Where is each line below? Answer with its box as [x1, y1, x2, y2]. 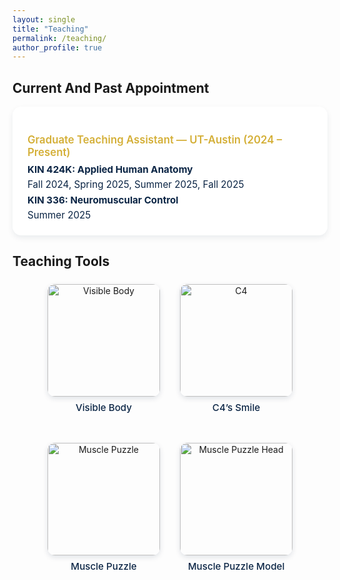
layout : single [12, 14, 76, 25]
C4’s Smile [211, 401, 261, 414]
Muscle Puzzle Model [187, 560, 285, 573]
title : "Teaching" [12, 24, 89, 34]
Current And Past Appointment [12, 79, 210, 96]
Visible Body [75, 401, 133, 414]
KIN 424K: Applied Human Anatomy [27, 163, 194, 176]
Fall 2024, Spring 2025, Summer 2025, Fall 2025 [27, 178, 245, 191]
